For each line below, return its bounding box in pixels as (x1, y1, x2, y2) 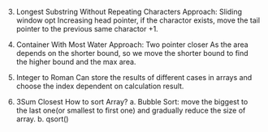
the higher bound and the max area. (15, 57, 136, 66)
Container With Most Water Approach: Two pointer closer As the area (15, 40, 249, 49)
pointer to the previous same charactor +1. (15, 24, 158, 33)
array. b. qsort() (15, 114, 69, 124)
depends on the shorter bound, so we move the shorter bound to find (15, 49, 249, 57)
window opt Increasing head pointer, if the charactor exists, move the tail (15, 15, 261, 25)
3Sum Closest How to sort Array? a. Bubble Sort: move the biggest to (15, 97, 249, 106)
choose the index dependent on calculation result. (15, 81, 184, 91)
